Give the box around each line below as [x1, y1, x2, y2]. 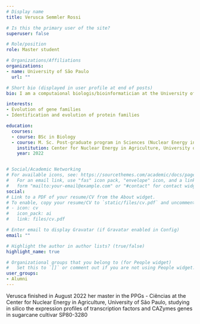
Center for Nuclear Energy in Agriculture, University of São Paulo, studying [6, 298, 190, 306]
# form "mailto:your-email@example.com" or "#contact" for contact [6, 183, 183, 189]
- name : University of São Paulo [6, 68, 89, 74]
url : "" [11, 74, 31, 80]
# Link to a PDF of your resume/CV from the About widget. [6, 194, 156, 200]
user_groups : [6, 270, 39, 276]
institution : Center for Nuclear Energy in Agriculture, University [17, 145, 190, 151]
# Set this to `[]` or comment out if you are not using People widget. [6, 265, 196, 271]
